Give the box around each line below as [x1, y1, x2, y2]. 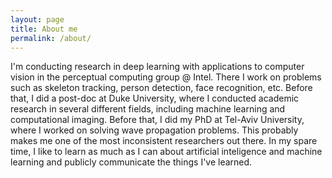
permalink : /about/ [10, 33, 92, 43]
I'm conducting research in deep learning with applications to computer [10, 61, 305, 73]
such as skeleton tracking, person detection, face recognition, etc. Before [10, 82, 313, 94]
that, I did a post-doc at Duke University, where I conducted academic [10, 92, 300, 105]
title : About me [10, 24, 78, 34]
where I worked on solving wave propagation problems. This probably [10, 124, 299, 136]
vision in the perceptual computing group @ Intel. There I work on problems [10, 71, 322, 83]
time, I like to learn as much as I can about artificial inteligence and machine [10, 146, 323, 158]
